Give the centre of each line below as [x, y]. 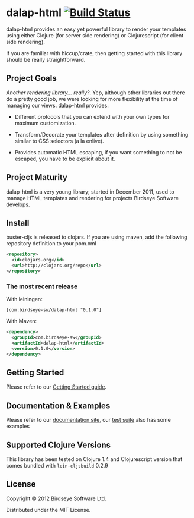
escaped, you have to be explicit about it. [65, 159]
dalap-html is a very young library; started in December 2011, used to [90, 192]
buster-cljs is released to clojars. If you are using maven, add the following [97, 237]
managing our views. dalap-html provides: [58, 105]
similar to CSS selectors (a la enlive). [59, 141]
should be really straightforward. [46, 59]
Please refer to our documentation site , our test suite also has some [89, 420]
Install [18, 223]
